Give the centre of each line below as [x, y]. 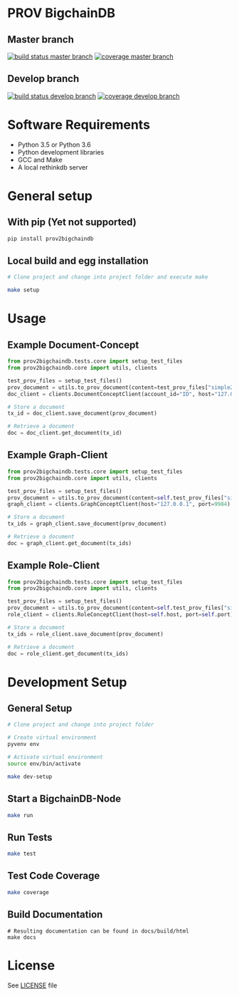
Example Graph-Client [58, 455]
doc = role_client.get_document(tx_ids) [68, 653]
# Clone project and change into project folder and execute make [108, 277]
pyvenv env [23, 745]
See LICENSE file [32, 985]
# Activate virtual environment [55, 757]
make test [22, 854]
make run [20, 815]
